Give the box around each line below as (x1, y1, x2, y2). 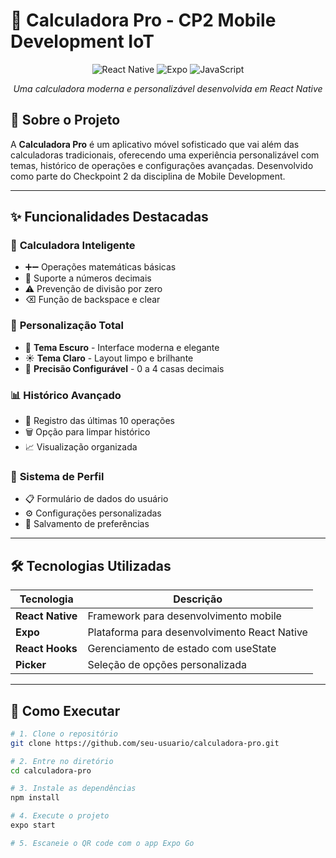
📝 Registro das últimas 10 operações (24, 415, 175, 427)
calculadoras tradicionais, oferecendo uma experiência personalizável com (10, 149, 320, 161)
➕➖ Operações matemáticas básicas (24, 261, 177, 273)
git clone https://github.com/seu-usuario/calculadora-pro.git (10, 738, 280, 748)
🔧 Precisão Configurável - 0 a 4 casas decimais (24, 362, 225, 374)
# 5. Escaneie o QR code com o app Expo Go (10, 838, 195, 848)
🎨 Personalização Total (10, 319, 124, 333)
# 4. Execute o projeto (10, 811, 110, 821)
